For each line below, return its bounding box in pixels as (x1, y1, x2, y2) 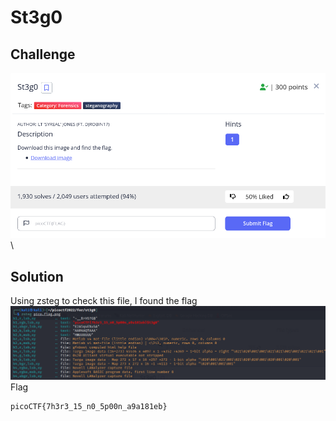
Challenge (10, 46, 76, 63)
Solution (10, 268, 64, 285)
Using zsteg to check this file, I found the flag (10, 295, 198, 307)
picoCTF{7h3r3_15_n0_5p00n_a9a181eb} (10, 401, 168, 411)
